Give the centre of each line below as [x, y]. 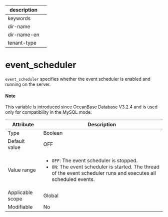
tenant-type [22, 43]
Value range [22, 170]
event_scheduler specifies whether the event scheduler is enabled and [78, 79]
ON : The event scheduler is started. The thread [106, 167]
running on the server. [28, 84]
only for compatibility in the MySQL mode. [49, 112]
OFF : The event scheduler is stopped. [95, 161]
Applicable [20, 192]
